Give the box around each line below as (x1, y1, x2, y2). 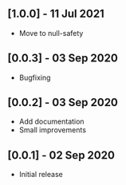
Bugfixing (18, 73, 51, 82)
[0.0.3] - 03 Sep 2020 (7, 52, 119, 65)
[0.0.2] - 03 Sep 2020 (7, 96, 119, 109)
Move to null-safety (18, 28, 84, 37)
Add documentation (18, 116, 85, 127)
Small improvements (18, 125, 87, 135)
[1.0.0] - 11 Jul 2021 (7, 7, 104, 21)
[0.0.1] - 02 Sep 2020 (7, 148, 115, 162)
